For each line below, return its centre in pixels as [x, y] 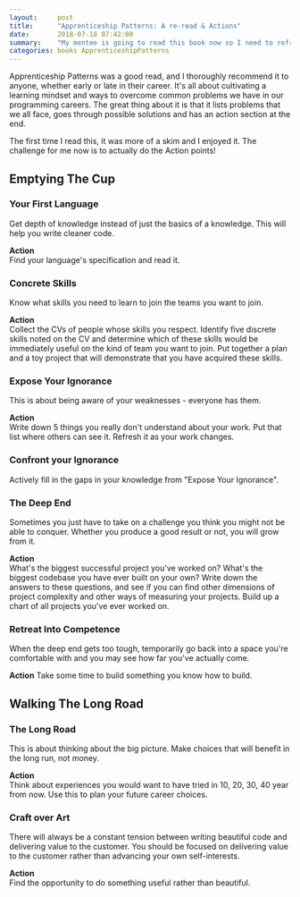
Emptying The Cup [62, 178]
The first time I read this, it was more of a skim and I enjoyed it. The [133, 141]
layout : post [42, 17]
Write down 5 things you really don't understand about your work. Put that [146, 427]
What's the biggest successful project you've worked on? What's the [136, 568]
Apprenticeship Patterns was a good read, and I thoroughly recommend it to [149, 76]
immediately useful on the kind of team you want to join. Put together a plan [149, 349]
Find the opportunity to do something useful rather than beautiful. [130, 883]
